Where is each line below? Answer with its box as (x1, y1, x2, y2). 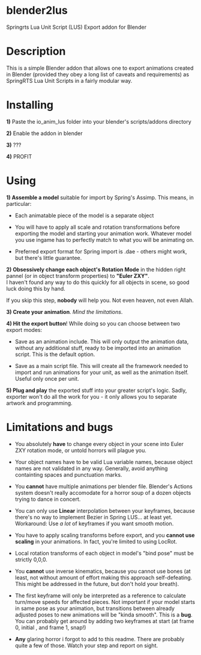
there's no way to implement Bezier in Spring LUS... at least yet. (14, 513, 173, 521)
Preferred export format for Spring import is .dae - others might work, (14, 247, 187, 255)
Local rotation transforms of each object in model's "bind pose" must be (14, 549, 194, 557)
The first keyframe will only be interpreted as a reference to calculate (14, 592, 186, 599)
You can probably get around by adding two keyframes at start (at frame (14, 617, 194, 624)
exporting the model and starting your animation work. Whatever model (14, 229, 192, 237)
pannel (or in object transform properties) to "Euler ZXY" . (6, 272, 150, 279)
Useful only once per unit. (14, 375, 79, 382)
